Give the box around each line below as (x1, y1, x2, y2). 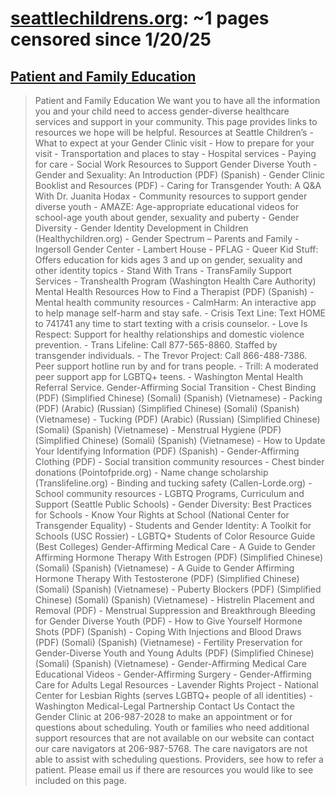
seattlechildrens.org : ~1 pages (10, 7, 270, 30)
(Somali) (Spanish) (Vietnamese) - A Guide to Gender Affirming (34, 562, 295, 574)
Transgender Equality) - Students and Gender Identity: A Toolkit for (34, 520, 312, 531)
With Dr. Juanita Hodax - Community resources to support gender (34, 190, 308, 202)
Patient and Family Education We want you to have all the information (34, 95, 321, 106)
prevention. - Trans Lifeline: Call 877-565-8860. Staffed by (34, 339, 278, 351)
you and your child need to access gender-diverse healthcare (34, 105, 290, 117)
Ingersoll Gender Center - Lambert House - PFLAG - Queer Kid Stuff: (34, 243, 319, 255)
